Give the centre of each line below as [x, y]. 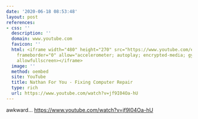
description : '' [31, 33]
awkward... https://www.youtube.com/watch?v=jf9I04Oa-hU [80, 110]
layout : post [22, 17]
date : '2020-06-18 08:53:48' [42, 11]
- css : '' [18, 28]
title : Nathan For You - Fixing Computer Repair [72, 83]
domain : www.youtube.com [42, 39]
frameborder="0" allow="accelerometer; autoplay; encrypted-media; [101, 55]
